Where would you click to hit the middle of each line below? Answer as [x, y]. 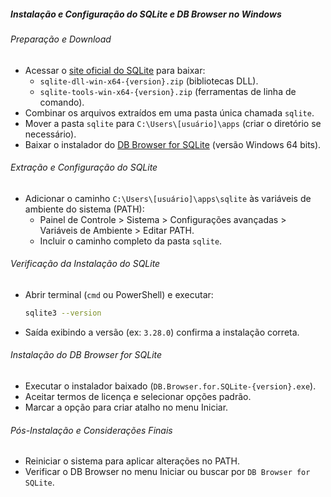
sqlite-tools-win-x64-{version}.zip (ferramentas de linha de [168, 91]
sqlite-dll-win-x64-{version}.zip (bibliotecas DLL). [149, 81]
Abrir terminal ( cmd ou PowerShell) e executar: [119, 294]
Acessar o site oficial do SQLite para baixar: [115, 70]
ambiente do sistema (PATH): [84, 209]
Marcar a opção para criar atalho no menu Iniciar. [126, 407]
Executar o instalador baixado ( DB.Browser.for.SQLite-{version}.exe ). [170, 386]
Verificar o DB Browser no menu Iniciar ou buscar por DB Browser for [167, 472]
